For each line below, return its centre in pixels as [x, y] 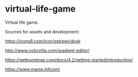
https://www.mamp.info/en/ [33, 69]
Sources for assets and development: [42, 31]
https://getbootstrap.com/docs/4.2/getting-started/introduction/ [69, 60]
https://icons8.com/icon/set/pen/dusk [43, 41]
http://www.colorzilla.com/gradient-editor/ [47, 50]
